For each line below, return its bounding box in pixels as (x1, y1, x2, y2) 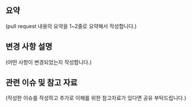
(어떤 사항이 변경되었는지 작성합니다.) (5, 58, 92, 65)
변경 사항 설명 (5, 42, 53, 52)
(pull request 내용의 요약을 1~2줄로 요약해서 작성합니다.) (5, 23, 137, 30)
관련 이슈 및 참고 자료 (5, 78, 78, 88)
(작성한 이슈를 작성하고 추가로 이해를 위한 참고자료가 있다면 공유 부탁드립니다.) (5, 95, 187, 102)
